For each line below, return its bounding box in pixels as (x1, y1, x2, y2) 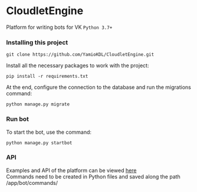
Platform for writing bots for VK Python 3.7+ (6, 24, 113, 31)
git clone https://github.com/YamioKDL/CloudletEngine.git (6, 52, 155, 58)
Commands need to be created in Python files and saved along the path (6, 173, 181, 180)
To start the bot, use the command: (6, 128, 92, 135)
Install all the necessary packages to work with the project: (6, 62, 149, 69)
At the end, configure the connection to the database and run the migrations (6, 84, 192, 91)
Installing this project (6, 38, 68, 47)
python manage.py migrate (6, 101, 70, 107)
